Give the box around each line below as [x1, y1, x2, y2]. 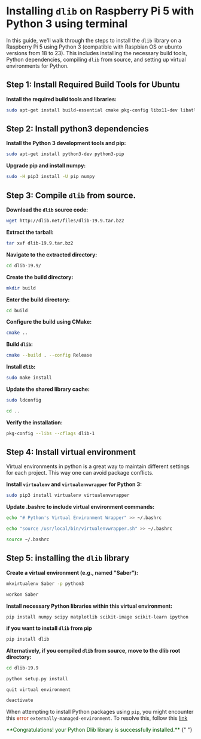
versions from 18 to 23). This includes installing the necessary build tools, [6, 49, 187, 56]
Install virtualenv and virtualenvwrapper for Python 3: [6, 481, 142, 488]
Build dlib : [6, 340, 33, 348]
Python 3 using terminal [6, 17, 128, 31]
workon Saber [6, 592, 39, 598]
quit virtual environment [6, 687, 71, 693]
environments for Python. [6, 62, 69, 70]
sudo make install [6, 375, 52, 381]
